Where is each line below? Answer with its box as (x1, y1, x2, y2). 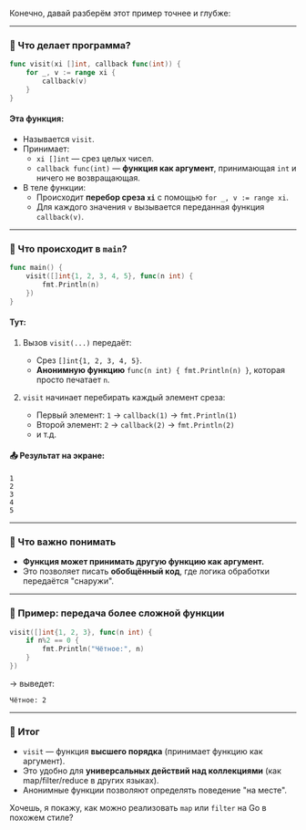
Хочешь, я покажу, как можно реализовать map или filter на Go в (9, 803, 267, 814)
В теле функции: (22, 182, 87, 192)
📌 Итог (9, 725, 40, 738)
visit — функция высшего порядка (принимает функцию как (22, 746, 263, 757)
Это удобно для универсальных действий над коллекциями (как (22, 765, 282, 776)
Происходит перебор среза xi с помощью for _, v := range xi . (36, 192, 289, 202)
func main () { (9, 264, 64, 273)
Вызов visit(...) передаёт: (22, 337, 132, 348)
